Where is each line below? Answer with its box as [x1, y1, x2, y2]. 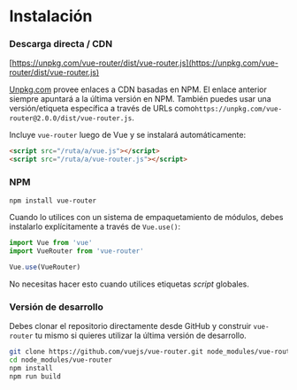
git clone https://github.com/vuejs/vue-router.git [9, 348, 203, 356]
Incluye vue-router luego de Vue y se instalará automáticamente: [9, 130, 246, 141]
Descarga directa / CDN [9, 38, 113, 50]
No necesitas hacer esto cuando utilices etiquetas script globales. [9, 279, 249, 289]
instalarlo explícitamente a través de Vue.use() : [9, 221, 181, 232]
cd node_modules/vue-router [9, 356, 113, 364]
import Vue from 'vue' [9, 239, 93, 248]
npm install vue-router [9, 196, 97, 205]
